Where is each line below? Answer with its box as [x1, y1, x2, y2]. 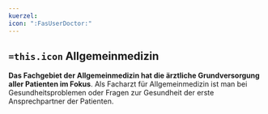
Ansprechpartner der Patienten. [8, 96, 114, 106]
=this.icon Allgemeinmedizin [8, 49, 160, 63]
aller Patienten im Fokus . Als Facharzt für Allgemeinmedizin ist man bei [8, 79, 248, 89]
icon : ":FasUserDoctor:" [8, 19, 92, 27]
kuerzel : [8, 11, 38, 20]
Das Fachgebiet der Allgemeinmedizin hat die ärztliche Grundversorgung [8, 70, 261, 81]
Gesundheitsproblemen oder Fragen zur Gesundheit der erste [8, 88, 215, 98]
